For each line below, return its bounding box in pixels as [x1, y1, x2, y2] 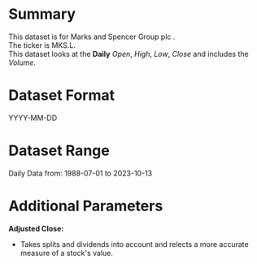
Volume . [8, 58, 37, 67]
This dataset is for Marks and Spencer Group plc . [8, 32, 176, 41]
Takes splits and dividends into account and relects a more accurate [20, 239, 250, 249]
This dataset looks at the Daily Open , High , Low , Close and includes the [8, 49, 250, 58]
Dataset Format [8, 86, 115, 105]
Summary [8, 5, 76, 24]
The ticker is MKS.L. [8, 40, 76, 50]
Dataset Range [8, 141, 110, 160]
